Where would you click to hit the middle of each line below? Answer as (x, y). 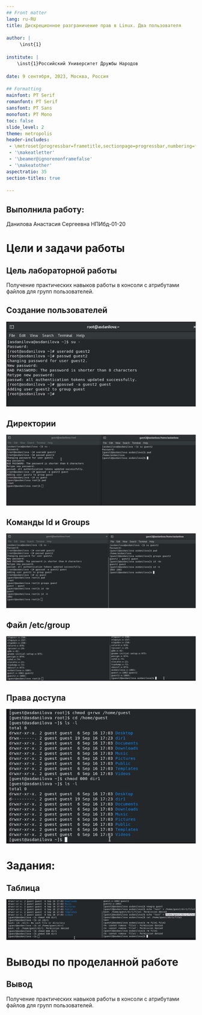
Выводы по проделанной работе (92, 962)
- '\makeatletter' (32, 153)
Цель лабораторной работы (62, 270)
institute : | (23, 57)
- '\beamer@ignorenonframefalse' (51, 159)
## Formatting (24, 89)
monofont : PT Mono (29, 115)
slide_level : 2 (25, 127)
